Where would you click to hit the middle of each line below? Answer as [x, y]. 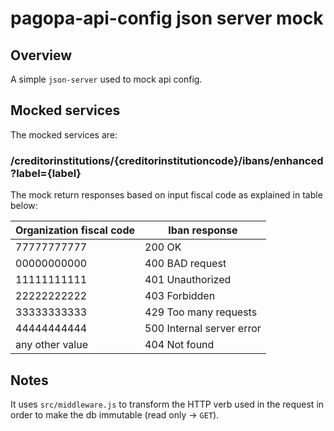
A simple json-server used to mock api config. [106, 79]
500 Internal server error [203, 329]
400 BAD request [185, 264]
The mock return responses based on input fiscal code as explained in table [166, 195]
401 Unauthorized [188, 280]
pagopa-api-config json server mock [167, 18]
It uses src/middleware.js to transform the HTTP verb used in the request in [167, 404]
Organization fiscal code [75, 230]
